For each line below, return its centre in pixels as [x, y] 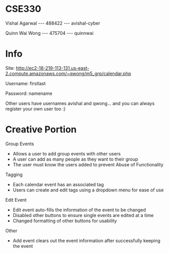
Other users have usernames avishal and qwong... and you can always [80, 103]
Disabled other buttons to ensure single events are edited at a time [83, 215]
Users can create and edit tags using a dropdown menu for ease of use [88, 190]
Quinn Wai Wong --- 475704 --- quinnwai [50, 33]
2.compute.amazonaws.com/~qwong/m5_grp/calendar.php [68, 73]
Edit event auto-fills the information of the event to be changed [79, 210]
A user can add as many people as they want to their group [76, 159]
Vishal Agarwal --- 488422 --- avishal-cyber [53, 23]
